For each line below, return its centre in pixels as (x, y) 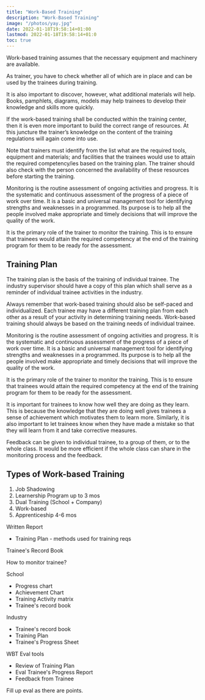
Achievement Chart (39, 592)
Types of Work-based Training (66, 474)
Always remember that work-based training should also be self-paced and (100, 304)
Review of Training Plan (45, 665)
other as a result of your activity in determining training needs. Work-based (101, 317)
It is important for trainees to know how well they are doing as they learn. (98, 404)
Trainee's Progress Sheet (47, 642)
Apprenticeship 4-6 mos (46, 515)
